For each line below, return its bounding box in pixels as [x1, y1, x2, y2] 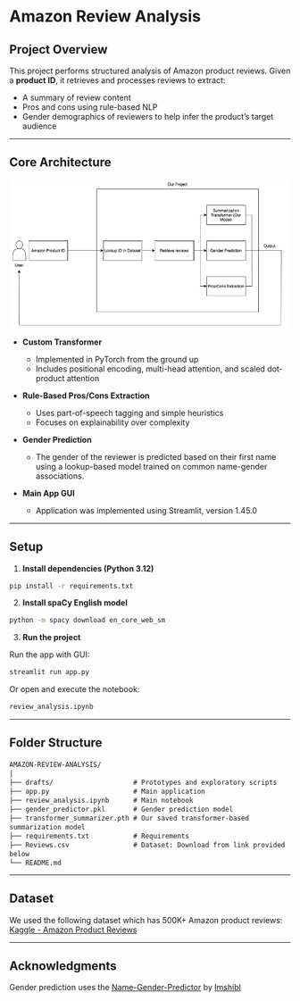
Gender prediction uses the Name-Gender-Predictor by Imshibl [9, 982, 241, 993]
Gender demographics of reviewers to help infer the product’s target [21, 112, 274, 121]
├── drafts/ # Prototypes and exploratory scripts [9, 778, 278, 787]
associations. [35, 471, 85, 481]
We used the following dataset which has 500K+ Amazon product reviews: [9, 914, 283, 925]
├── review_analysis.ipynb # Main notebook [9, 796, 194, 805]
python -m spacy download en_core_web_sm [9, 616, 166, 625]
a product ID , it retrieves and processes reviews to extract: [9, 75, 226, 86]
